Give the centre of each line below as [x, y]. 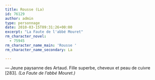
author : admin [19, 18]
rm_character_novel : [26, 37]
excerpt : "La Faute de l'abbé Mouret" [44, 32]
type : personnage [23, 23]
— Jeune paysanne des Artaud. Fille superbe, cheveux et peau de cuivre [78, 67]
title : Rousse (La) [25, 9]
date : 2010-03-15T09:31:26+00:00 [39, 27]
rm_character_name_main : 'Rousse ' [41, 45]
